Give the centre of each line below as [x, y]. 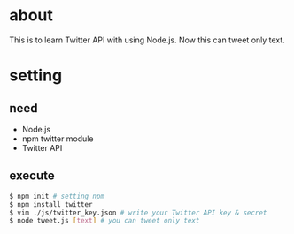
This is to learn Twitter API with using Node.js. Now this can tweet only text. [147, 40]
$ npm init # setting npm [57, 196]
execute [32, 176]
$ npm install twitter [51, 204]
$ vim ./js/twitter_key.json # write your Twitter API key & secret [138, 213]
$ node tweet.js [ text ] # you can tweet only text [104, 221]
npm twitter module [58, 139]
